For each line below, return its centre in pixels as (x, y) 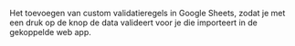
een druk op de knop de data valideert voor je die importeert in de (133, 23)
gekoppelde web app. (50, 32)
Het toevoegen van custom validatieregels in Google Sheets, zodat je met (147, 13)
